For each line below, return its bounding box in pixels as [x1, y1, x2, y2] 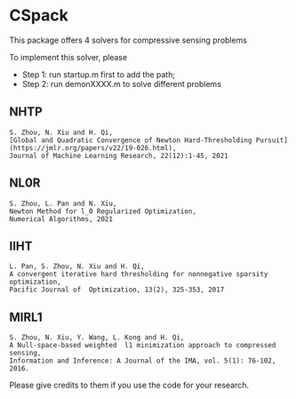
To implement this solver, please [9, 52, 127, 62]
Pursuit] [255, 135, 289, 145]
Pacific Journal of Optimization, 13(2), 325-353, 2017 [9, 285, 225, 294]
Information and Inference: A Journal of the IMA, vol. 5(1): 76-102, [9, 356, 276, 365]
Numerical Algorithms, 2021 [9, 214, 114, 223]
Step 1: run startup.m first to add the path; [21, 68, 176, 80]
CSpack [9, 5, 68, 26]
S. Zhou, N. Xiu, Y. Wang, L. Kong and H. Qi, [9, 333, 185, 342]
